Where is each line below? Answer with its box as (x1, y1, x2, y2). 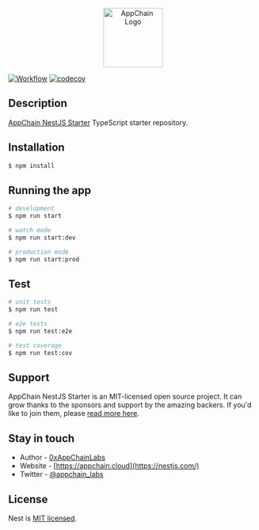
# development (8, 204, 55, 213)
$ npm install (8, 162, 55, 170)
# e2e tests (8, 320, 48, 328)
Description (8, 97, 67, 110)
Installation (8, 141, 65, 154)
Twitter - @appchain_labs (19, 470, 104, 479)
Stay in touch (8, 432, 75, 445)
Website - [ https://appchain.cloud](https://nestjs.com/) (19, 461, 200, 471)
